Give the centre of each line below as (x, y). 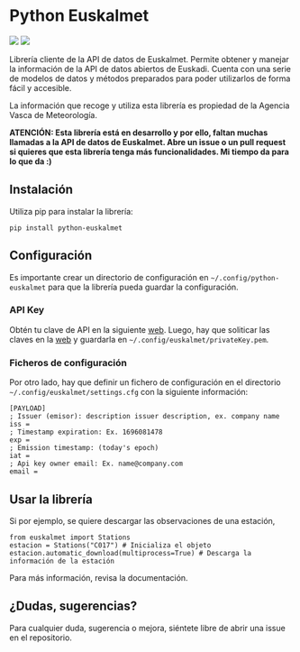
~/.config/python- (245, 278)
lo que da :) (31, 161)
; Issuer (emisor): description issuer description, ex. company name (145, 417)
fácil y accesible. (41, 87)
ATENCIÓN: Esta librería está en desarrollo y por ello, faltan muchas (139, 133)
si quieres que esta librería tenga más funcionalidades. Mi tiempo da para (150, 152)
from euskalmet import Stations (70, 537)
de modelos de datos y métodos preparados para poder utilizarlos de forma (150, 78)
